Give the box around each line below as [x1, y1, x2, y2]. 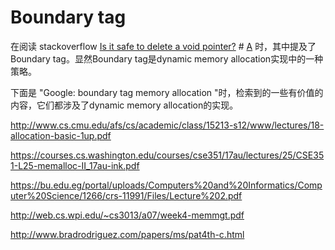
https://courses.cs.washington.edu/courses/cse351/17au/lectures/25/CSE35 [10, 149, 325, 161]
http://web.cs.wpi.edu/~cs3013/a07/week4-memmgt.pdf [10, 209, 245, 221]
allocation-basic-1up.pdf [10, 129, 112, 141]
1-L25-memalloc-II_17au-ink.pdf [10, 159, 140, 171]
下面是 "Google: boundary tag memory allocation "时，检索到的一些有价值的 [10, 86, 324, 98]
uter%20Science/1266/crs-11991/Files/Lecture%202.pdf [10, 189, 243, 201]
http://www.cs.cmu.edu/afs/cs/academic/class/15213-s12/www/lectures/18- [10, 119, 325, 131]
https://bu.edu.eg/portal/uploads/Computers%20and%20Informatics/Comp [10, 179, 323, 191]
